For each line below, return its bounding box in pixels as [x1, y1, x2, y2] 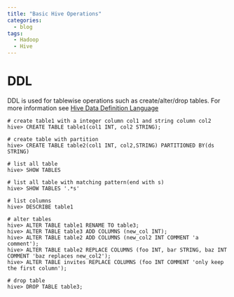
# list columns [7, 197, 52, 204]
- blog [13, 23, 33, 30]
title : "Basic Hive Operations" [7, 10, 102, 18]
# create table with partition [7, 136, 99, 143]
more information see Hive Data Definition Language [7, 103, 159, 112]
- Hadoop [13, 37, 39, 44]
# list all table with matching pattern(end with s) [7, 178, 165, 186]
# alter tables [7, 216, 52, 223]
